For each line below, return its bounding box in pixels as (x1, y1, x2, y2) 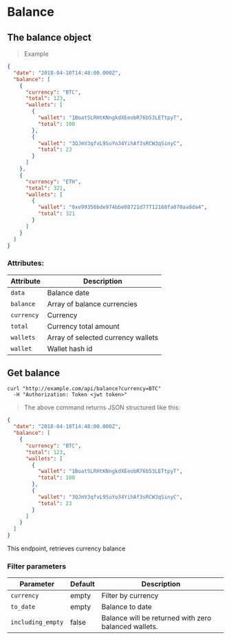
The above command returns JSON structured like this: (23, 403, 181, 412)
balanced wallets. (101, 622, 158, 632)
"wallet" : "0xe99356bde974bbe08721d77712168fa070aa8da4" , (37, 204, 208, 211)
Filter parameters (7, 562, 67, 571)
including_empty (10, 619, 64, 626)
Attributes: (7, 259, 45, 268)
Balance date (47, 288, 89, 297)
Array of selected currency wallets (47, 332, 159, 342)
